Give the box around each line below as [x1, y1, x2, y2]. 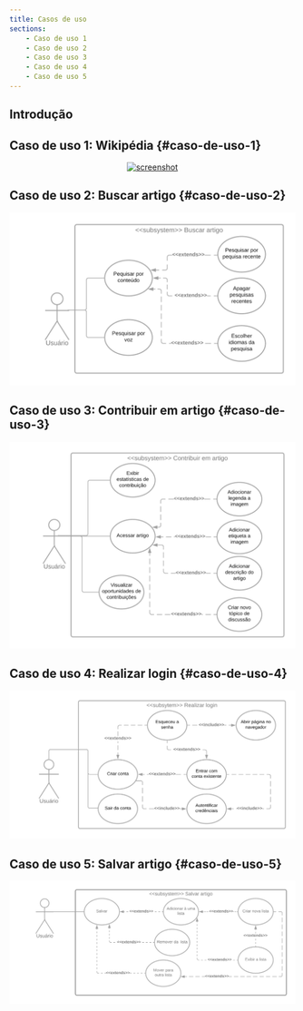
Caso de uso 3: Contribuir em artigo [9, 403, 216, 418]
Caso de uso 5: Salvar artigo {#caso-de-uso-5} [9, 856, 283, 871]
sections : [9, 24, 47, 34]
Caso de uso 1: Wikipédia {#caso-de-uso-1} [9, 137, 261, 153]
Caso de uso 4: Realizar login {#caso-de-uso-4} [9, 666, 288, 682]
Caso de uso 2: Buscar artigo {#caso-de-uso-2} [9, 188, 287, 203]
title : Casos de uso [9, 15, 88, 24]
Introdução [9, 107, 73, 123]
